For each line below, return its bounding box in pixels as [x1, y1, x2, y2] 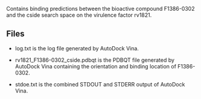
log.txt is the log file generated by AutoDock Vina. [14, 44, 139, 52]
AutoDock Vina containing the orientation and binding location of [14, 62, 177, 70]
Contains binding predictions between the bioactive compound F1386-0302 [6, 5, 195, 12]
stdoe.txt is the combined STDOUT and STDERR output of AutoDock [14, 80, 185, 88]
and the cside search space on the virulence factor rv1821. [6, 11, 152, 19]
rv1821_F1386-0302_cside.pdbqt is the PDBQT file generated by [14, 56, 175, 64]
